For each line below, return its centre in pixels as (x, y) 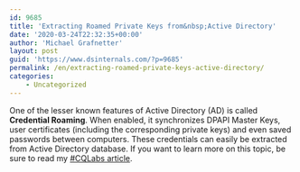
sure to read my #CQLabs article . (71, 158)
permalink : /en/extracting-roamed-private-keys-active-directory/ (137, 68)
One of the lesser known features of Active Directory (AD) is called (134, 110)
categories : (32, 77)
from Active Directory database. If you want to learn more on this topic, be (148, 149)
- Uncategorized (56, 85)
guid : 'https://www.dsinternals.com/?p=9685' (96, 59)
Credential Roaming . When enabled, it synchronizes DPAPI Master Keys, (145, 120)
